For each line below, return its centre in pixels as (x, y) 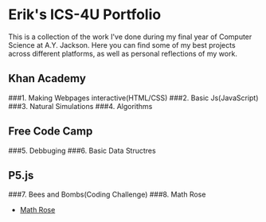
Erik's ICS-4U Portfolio (85, 15)
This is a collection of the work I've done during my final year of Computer (130, 37)
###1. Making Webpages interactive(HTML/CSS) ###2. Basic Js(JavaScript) (133, 98)
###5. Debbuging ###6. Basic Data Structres (82, 150)
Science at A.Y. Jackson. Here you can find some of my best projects (122, 45)
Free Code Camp (51, 132)
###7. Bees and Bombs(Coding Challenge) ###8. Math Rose (107, 195)
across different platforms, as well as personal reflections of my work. (123, 53)
